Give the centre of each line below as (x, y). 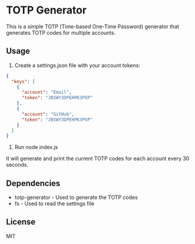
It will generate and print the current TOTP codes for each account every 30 (98, 158)
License (21, 222)
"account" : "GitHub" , (48, 114)
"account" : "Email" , (47, 92)
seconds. (17, 165)
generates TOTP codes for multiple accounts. (61, 32)
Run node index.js (36, 147)
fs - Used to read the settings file (54, 204)
